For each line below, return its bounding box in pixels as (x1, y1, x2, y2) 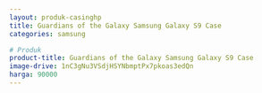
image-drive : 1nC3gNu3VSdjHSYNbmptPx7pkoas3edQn (9, 62, 194, 71)
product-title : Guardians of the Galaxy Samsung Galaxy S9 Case (9, 54, 254, 63)
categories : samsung (9, 29, 87, 38)
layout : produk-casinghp (9, 12, 102, 22)
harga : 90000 (9, 70, 58, 80)
